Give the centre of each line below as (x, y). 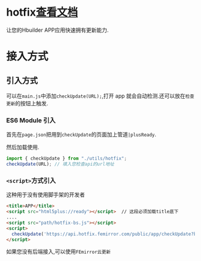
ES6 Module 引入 (31, 120)
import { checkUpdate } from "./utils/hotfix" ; (67, 159)
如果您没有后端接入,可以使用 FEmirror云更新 (58, 251)
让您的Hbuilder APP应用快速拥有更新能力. (57, 30)
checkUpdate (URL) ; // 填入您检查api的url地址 (60, 164)
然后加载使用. (23, 147)
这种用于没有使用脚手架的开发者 (45, 195)
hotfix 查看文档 (42, 12)
